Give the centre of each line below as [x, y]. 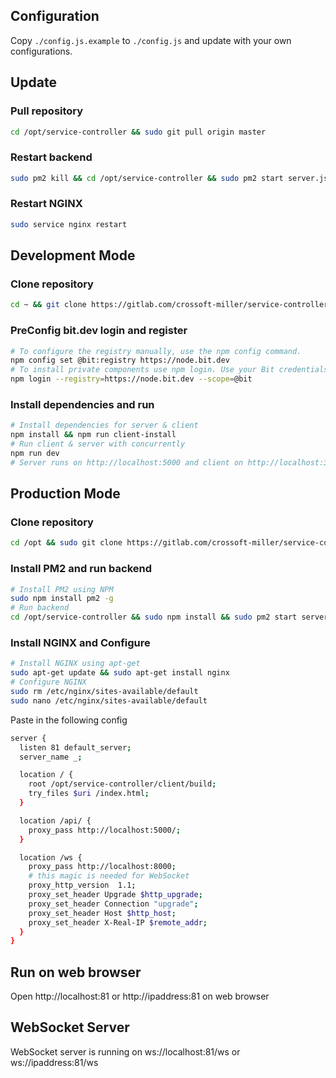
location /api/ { [55, 820]
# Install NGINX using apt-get [75, 664]
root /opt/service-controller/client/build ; [122, 784]
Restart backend [51, 157]
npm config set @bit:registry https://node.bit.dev [120, 360]
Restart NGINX [46, 204]
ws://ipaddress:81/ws [54, 1062]
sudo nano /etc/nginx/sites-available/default [109, 700]
